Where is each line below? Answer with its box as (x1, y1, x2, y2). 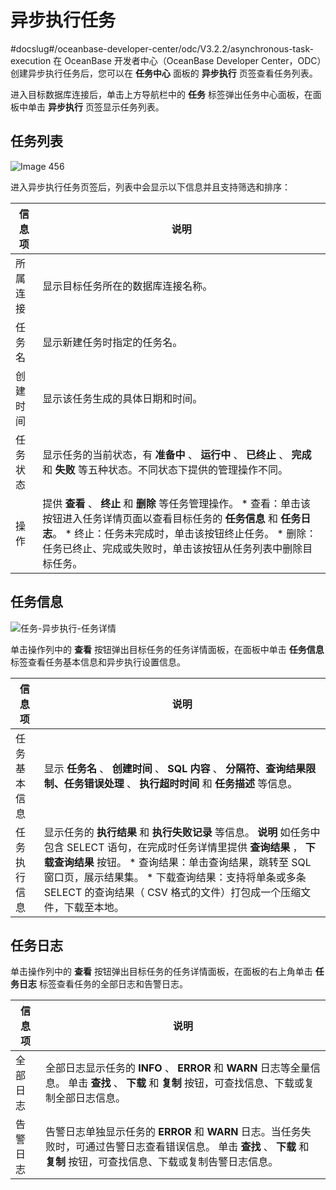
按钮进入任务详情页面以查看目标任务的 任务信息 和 (42, 511, 278, 525)
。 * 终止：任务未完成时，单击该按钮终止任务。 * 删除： (52, 526, 317, 540)
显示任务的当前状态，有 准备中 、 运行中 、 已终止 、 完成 (42, 447, 312, 461)
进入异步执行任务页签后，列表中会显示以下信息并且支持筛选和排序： (10, 181, 291, 193)
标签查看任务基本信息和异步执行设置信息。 (10, 656, 186, 668)
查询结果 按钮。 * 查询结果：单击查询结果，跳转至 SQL (53, 855, 312, 869)
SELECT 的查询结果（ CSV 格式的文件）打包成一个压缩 (43, 885, 302, 899)
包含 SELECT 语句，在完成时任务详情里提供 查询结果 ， (43, 840, 303, 854)
